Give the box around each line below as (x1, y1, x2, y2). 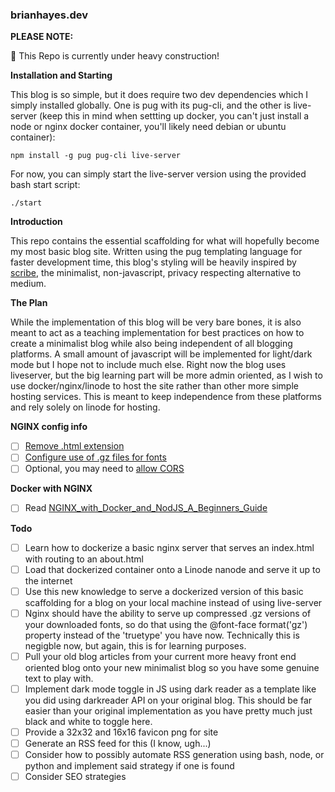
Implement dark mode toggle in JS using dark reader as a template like (24, 683, 317, 695)
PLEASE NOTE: (10, 31, 74, 43)
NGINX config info (10, 421, 88, 433)
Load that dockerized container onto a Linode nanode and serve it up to (24, 563, 321, 575)
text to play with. (24, 672, 94, 684)
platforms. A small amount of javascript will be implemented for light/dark (10, 348, 313, 360)
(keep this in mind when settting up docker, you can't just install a (39, 110, 310, 122)
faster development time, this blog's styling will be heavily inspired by (10, 256, 297, 268)
